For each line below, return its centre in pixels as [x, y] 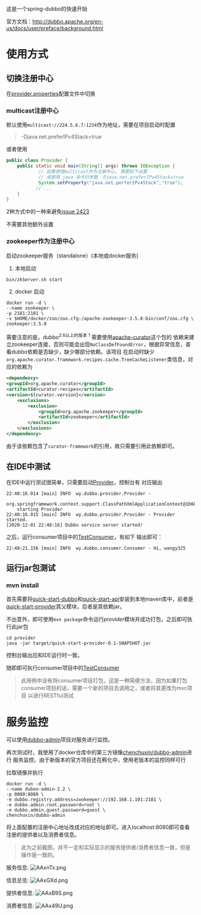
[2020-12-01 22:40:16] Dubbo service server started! [75, 525]
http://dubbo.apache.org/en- [68, 22]
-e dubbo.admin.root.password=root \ [53, 805]
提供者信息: [20, 893]
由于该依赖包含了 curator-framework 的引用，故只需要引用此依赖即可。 [92, 446]
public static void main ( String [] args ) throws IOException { [96, 166]
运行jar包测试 [31, 568]
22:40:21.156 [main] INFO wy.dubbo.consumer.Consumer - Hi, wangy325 [96, 548]
